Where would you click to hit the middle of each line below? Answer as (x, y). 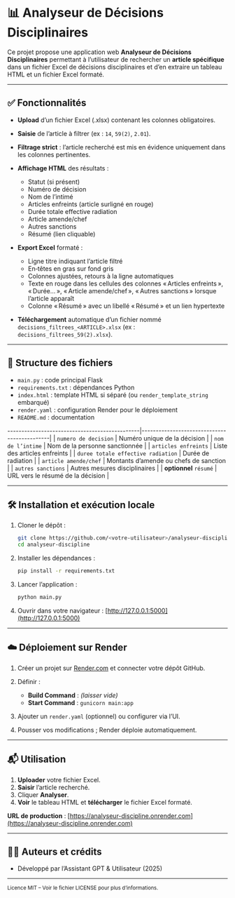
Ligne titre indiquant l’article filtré (75, 261)
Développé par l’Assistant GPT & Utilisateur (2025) (90, 869)
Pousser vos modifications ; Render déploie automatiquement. (107, 730)
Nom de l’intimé (50, 196)
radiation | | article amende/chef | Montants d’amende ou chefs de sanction (116, 460)
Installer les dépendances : (56, 558)
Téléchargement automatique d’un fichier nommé (90, 319)
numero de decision (85, 438)
